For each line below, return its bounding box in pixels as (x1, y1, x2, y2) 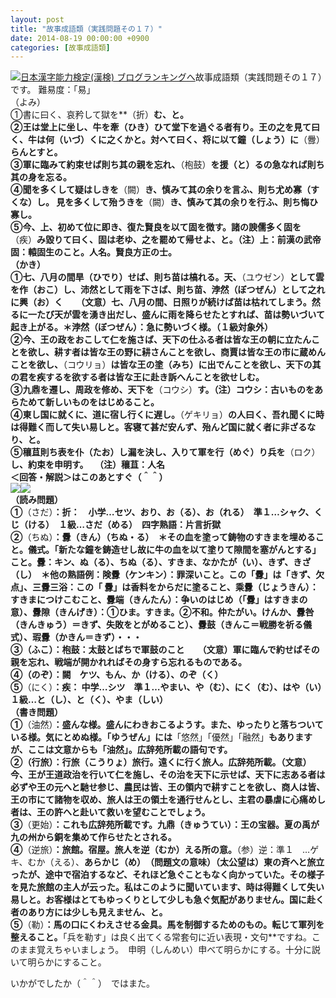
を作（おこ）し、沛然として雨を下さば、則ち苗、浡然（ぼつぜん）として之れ (10, 284, 326, 296)
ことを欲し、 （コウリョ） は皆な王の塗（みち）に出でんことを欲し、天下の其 (10, 359, 322, 371)
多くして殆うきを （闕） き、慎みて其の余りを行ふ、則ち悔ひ (73, 196, 318, 208)
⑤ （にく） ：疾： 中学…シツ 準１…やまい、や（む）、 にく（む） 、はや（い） (10, 681, 323, 693)
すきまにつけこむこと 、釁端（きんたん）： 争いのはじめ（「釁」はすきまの (10, 594, 308, 606)
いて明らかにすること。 (10, 956, 107, 968)
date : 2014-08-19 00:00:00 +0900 (10, 33, 150, 43)
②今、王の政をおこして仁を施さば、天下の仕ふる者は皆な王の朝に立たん (10, 334, 312, 346)
